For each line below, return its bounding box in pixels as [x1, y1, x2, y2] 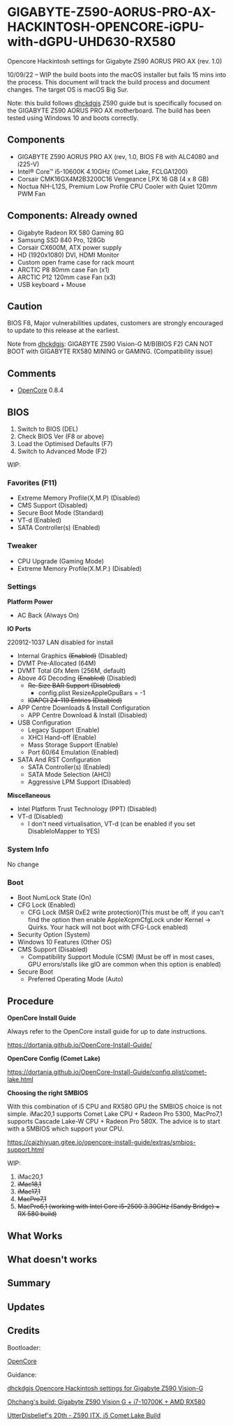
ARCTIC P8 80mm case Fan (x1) [17, 265, 110, 274]
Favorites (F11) [7, 477, 57, 487]
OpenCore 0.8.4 [17, 386, 64, 394]
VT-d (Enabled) [17, 516, 61, 524]
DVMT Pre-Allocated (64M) [17, 659, 96, 667]
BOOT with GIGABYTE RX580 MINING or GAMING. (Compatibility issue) [7, 347, 213, 356]
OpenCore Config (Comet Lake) [7, 1055, 100, 1063]
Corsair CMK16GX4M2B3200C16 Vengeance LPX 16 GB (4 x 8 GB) [17, 174, 209, 183]
